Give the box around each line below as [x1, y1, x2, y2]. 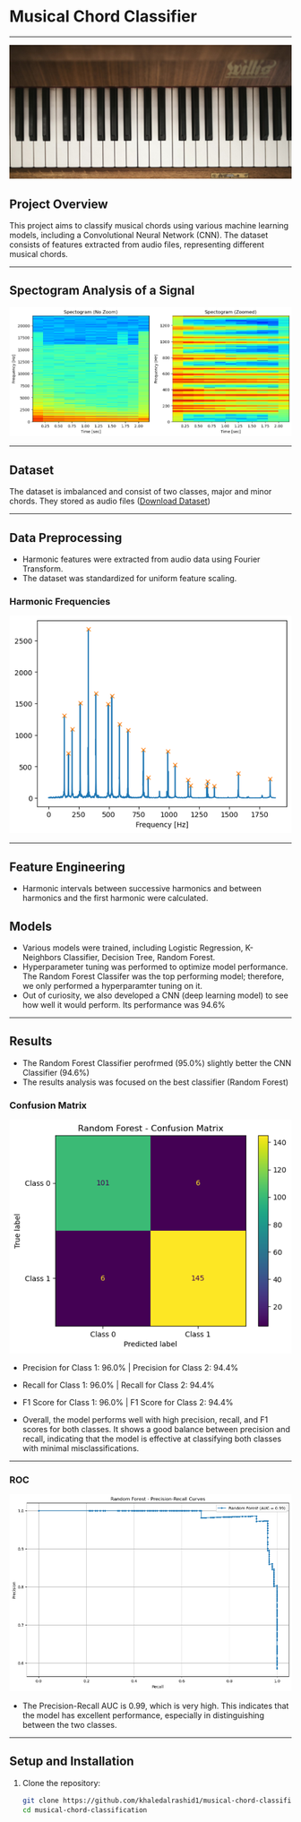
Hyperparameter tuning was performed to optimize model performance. [21, 961, 288, 972]
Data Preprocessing [9, 530, 123, 546]
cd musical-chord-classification [21, 1805, 148, 1815]
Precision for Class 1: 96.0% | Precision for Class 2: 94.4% [21, 1362, 239, 1372]
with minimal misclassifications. [21, 1442, 140, 1453]
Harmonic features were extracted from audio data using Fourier [21, 554, 261, 564]
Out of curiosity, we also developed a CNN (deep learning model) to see [21, 990, 288, 1001]
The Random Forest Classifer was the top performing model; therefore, [21, 970, 285, 982]
